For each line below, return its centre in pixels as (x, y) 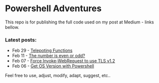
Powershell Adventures (53, 9)
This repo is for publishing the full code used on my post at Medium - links (79, 22)
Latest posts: (21, 40)
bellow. (12, 27)
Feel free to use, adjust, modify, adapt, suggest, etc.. (58, 76)
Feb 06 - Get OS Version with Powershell (53, 66)
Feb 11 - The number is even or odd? (48, 56)
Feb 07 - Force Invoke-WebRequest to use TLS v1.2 (63, 61)
